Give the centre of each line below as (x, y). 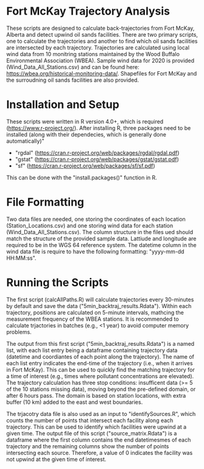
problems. (19, 332)
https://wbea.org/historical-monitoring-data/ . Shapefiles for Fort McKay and (102, 73)
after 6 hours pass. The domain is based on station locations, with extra (96, 395)
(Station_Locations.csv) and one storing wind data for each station (90, 225)
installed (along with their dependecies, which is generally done (86, 134)
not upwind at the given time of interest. (56, 459)
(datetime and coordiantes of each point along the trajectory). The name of (100, 356)
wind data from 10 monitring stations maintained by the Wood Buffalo (93, 54)
